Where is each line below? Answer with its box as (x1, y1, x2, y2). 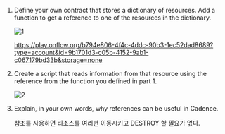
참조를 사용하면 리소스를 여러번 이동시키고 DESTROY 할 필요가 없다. (13, 119, 200, 127)
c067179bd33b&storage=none (13, 56, 103, 64)
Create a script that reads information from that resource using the (13, 70, 207, 78)
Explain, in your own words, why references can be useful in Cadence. (13, 104, 219, 112)
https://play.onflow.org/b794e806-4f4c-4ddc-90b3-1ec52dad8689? (13, 41, 214, 49)
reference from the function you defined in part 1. (13, 77, 157, 85)
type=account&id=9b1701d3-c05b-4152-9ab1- (13, 49, 149, 56)
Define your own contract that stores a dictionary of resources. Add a (13, 6, 216, 14)
